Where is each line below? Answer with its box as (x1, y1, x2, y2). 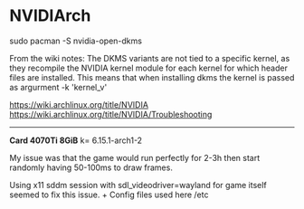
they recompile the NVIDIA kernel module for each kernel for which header (9, 62, 288, 73)
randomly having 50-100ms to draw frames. (9, 162, 174, 173)
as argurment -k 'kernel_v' (9, 81, 108, 92)
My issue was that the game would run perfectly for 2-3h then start (9, 152, 261, 163)
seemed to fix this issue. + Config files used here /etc (9, 189, 209, 200)
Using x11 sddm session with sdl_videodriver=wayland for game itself (9, 179, 267, 190)
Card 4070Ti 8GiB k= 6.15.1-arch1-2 (9, 135, 143, 146)
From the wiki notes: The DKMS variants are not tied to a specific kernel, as (9, 52, 290, 63)
